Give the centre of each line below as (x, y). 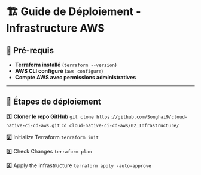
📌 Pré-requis (30, 50)
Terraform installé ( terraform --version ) (66, 65)
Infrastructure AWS (55, 28)
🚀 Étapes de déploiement (54, 102)
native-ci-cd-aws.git (33, 125)
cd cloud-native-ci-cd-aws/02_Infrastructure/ (120, 125)
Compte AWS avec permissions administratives (75, 77)
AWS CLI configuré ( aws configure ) (59, 71)
